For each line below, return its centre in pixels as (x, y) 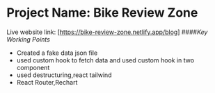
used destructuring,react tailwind (64, 75)
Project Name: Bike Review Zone (102, 13)
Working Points (28, 39)
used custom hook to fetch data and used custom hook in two (105, 60)
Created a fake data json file (57, 53)
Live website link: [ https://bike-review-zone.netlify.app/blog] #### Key (107, 32)
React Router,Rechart (47, 82)
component (33, 67)
